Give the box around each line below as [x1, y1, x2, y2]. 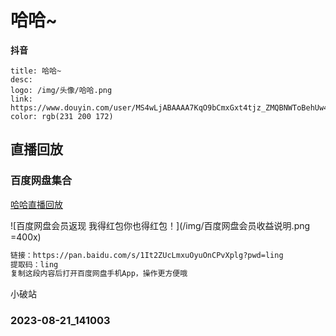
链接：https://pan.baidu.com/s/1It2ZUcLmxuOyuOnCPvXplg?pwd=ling [10, 250, 284, 260]
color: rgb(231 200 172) [10, 111, 114, 121]
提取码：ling [10, 259, 59, 270]
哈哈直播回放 [10, 198, 63, 210]
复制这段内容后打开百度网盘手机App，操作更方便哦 [10, 269, 188, 279]
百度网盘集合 [10, 174, 73, 188]
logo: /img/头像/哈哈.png [10, 85, 113, 95]
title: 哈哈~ [10, 66, 62, 76]
